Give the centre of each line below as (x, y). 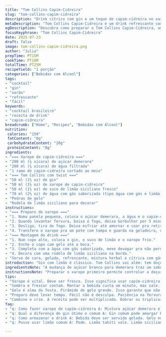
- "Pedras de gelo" (25, 198)
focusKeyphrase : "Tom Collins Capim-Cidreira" (54, 33)
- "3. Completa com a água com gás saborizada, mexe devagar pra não (78, 249)
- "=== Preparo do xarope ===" (37, 212)
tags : (11, 79)
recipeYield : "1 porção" (31, 70)
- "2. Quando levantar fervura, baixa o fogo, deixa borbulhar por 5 (78, 221)
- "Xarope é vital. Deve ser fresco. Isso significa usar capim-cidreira (83, 281)
